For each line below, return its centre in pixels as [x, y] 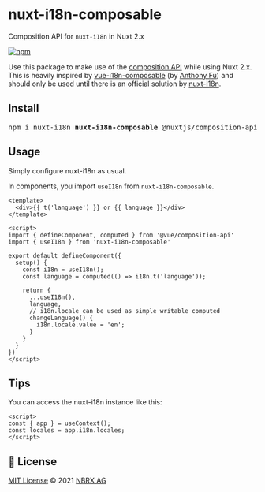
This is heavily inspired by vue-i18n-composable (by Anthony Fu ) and [121, 75]
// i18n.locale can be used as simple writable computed [125, 311]
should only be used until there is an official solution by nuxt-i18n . [115, 84]
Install [24, 108]
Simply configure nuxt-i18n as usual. [67, 170]
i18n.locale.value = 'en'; [81, 325]
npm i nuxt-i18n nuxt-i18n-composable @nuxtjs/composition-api [133, 127]
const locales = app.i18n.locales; [67, 430]
